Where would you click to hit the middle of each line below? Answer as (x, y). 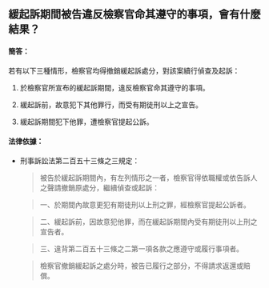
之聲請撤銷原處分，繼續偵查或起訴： (100, 187)
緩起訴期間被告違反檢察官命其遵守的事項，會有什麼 (134, 14)
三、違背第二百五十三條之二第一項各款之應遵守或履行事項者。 (142, 248)
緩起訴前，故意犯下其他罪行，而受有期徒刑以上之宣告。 (111, 104)
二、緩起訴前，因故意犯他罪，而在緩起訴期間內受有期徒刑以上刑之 (149, 222)
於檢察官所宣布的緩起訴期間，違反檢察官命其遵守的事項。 (114, 87)
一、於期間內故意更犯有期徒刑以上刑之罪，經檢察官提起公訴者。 (145, 204)
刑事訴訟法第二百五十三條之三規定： (80, 160)
